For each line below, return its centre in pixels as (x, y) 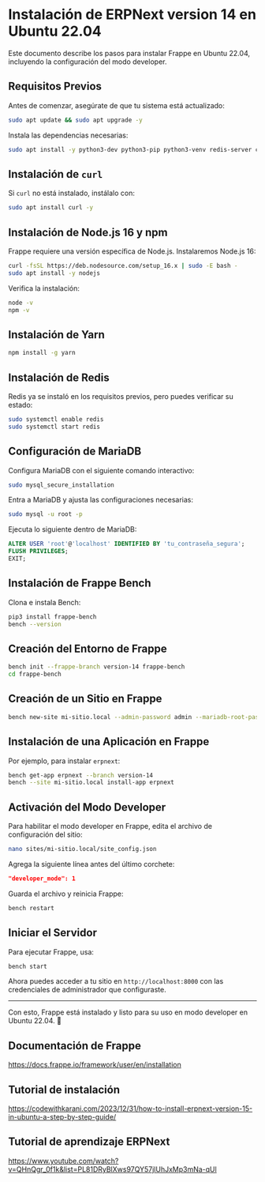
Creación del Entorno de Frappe (88, 648)
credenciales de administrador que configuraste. (88, 990)
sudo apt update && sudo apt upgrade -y (76, 120)
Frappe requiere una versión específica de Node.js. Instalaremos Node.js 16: (132, 251)
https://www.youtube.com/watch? (63, 1161)
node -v (21, 303)
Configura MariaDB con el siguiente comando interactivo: (101, 470)
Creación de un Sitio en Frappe (85, 699)
